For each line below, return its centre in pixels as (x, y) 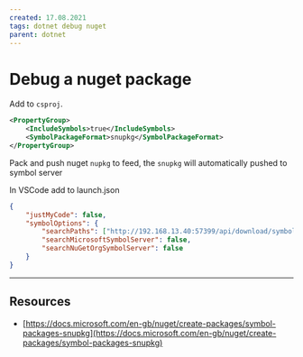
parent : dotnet (38, 34)
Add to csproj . (36, 104)
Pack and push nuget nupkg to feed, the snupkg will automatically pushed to (148, 162)
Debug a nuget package (101, 79)
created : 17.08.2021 (48, 18)
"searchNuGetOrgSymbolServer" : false (112, 249)
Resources (40, 302)
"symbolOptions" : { (62, 223)
